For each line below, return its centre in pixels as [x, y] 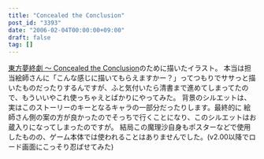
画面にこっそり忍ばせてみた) [68, 147]
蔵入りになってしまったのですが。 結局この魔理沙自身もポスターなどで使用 [130, 128]
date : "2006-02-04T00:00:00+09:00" [67, 30]
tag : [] [21, 45]
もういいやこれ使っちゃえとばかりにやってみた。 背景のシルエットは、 [136, 98]
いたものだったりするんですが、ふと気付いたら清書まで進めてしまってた [125, 88]
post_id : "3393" [35, 23]
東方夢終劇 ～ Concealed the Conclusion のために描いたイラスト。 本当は [126, 68]
